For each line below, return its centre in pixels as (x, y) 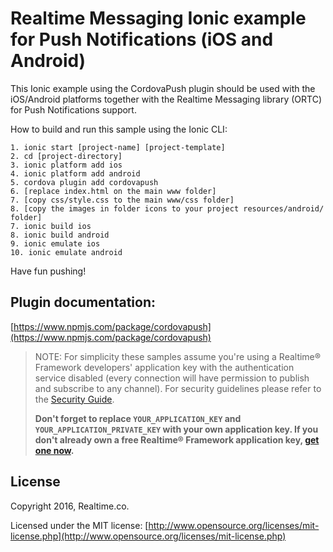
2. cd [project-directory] (66, 156)
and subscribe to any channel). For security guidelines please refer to (178, 388)
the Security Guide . (74, 399)
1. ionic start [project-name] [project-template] (118, 147)
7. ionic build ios (51, 226)
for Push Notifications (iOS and (142, 39)
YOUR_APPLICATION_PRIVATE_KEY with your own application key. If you (176, 429)
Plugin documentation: (83, 302)
